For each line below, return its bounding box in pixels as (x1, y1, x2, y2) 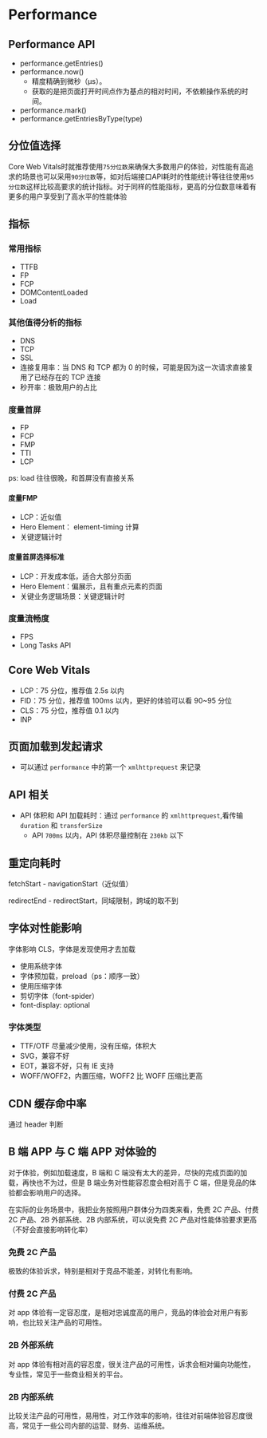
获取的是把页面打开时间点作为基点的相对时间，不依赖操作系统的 (31, 86, 241, 96)
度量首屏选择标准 (8, 552, 65, 561)
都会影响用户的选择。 (14, 1187, 85, 1197)
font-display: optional (19, 1000, 90, 1009)
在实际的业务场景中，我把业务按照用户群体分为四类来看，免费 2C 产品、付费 (8, 1204, 259, 1214)
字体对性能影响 (8, 921, 82, 935)
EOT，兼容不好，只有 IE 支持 (19, 1061, 114, 1071)
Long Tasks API (19, 640, 72, 650)
